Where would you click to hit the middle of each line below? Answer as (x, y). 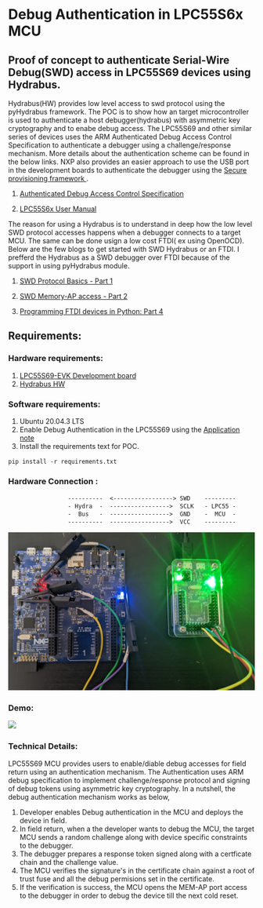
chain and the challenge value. (69, 862)
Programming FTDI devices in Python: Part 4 (91, 311)
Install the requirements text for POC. (79, 446)
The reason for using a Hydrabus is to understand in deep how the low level (130, 224)
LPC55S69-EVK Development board (78, 375)
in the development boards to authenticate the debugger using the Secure (128, 170)
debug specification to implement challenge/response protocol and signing (129, 780)
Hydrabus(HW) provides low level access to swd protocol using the (117, 103)
